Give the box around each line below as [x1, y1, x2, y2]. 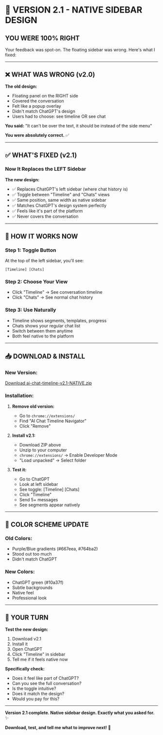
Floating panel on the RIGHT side [12, 93, 79, 98]
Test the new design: [5, 626, 49, 632]
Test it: [12, 466, 27, 472]
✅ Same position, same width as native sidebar [12, 197, 107, 203]
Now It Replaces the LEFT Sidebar [5, 166, 86, 173]
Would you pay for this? [12, 696, 60, 702]
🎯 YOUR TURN [5, 613, 49, 622]
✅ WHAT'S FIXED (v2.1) [5, 151, 77, 160]
